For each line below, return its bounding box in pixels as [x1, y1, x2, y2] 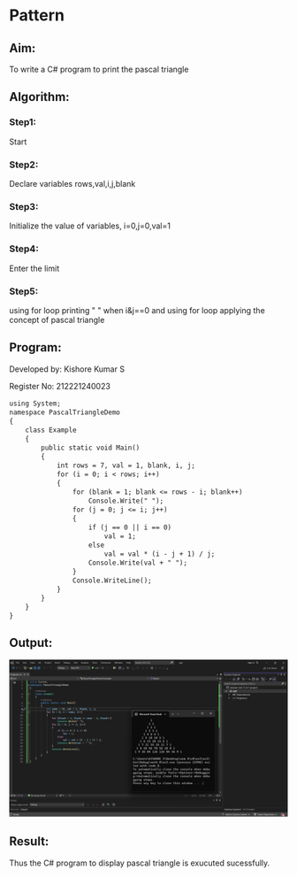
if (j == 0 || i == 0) [88, 523, 172, 532]
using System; [9, 399, 62, 408]
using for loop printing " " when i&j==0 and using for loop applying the [9, 304, 265, 315]
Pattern [9, 5, 65, 26]
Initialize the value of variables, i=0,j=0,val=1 [9, 220, 171, 231]
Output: [9, 635, 53, 650]
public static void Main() [41, 443, 141, 452]
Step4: [9, 242, 40, 255]
